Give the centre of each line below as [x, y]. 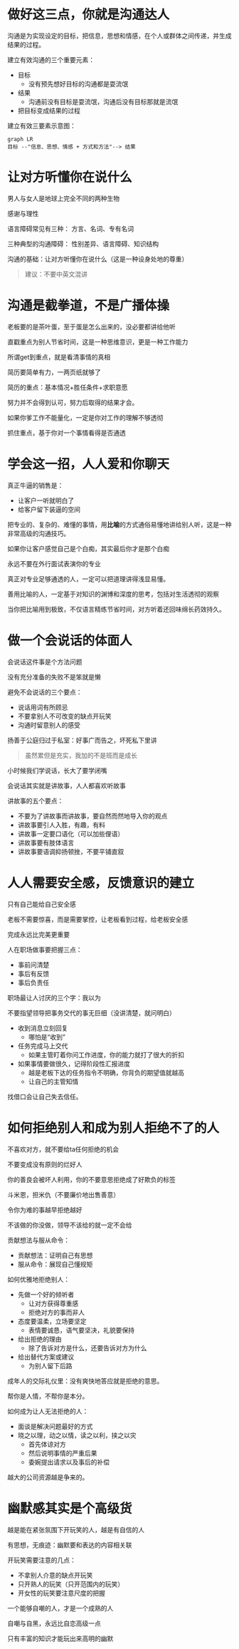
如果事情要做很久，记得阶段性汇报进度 [74, 1064]
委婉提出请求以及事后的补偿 [69, 1462]
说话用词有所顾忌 [43, 707]
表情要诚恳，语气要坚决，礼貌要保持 [81, 1330]
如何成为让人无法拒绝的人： [48, 1411]
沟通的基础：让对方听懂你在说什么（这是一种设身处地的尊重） [98, 259]
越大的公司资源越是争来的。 [48, 1477]
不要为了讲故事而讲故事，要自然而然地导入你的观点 [92, 816]
